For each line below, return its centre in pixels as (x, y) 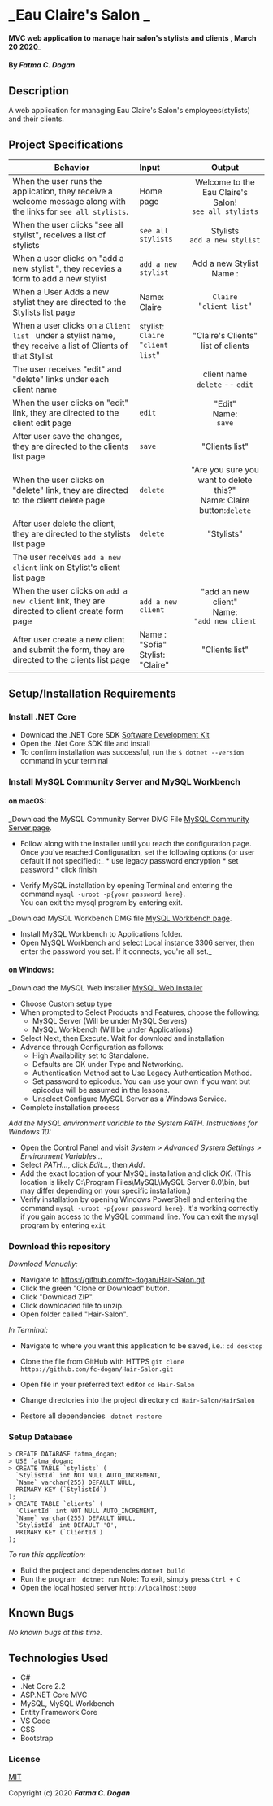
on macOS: (28, 801)
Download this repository (60, 1246)
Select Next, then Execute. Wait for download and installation (122, 1038)
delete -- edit (225, 384)
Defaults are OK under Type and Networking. (108, 1064)
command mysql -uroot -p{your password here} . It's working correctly (139, 1208)
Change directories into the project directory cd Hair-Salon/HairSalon (137, 1400)
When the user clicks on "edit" (70, 403)
